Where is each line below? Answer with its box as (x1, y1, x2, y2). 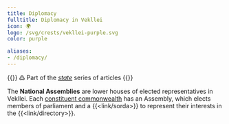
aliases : (7, 48, 32, 55)
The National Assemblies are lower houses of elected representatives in (7, 87, 213, 95)
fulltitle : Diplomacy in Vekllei (7, 16, 103, 23)
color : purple (7, 36, 48, 42)
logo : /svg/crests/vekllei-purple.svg (7, 29, 118, 36)
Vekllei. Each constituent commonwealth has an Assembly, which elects (7, 94, 211, 103)
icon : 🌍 (7, 23, 31, 29)
